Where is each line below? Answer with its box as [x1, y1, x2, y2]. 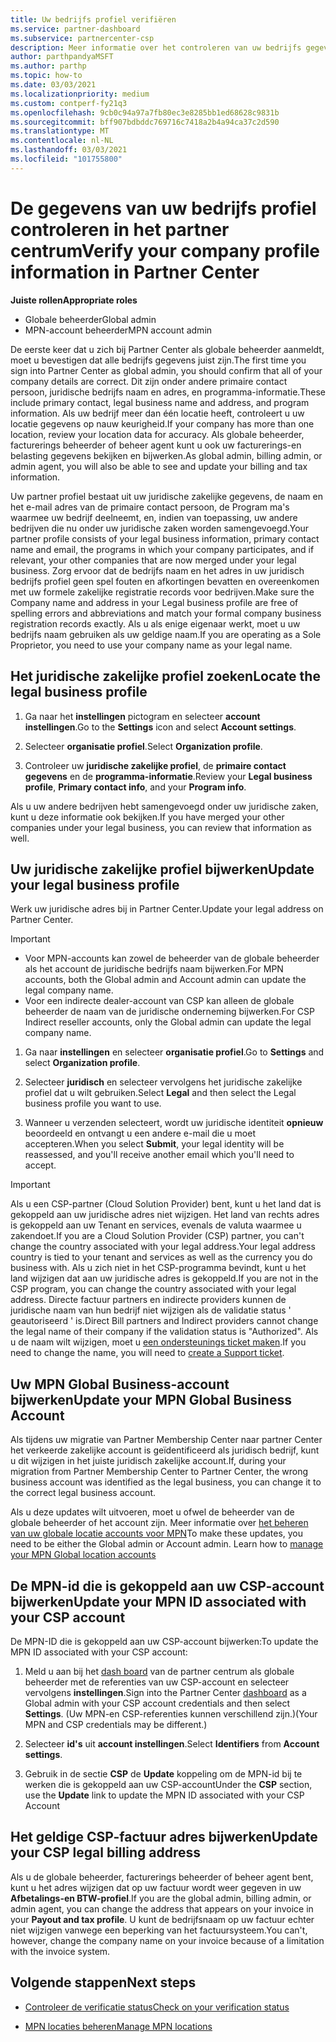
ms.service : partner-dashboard [10, 24, 141, 34]
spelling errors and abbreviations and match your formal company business [10, 607, 322, 619]
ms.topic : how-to [10, 71, 83, 81]
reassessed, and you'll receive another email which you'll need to [24, 1149, 295, 1161]
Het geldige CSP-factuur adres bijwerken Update [10, 1829, 318, 1846]
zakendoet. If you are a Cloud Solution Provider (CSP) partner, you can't [10, 1230, 305, 1242]
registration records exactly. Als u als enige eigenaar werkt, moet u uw [10, 617, 301, 630]
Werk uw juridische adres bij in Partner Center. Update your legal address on [10, 903, 324, 915]
